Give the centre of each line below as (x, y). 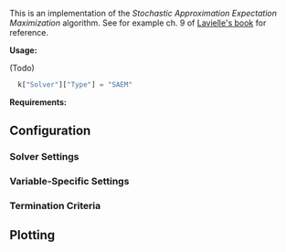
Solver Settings (44, 157)
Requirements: (38, 102)
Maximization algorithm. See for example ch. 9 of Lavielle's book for (138, 23)
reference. (29, 32)
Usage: (24, 50)
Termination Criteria (55, 206)
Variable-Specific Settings (69, 182)
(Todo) (22, 68)
